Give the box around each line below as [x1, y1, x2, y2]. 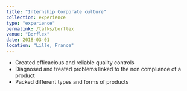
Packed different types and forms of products [14, 78, 129, 85]
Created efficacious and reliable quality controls [14, 58, 135, 66]
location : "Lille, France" [6, 43, 74, 49]
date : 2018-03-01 [6, 37, 50, 43]
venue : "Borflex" [6, 31, 50, 37]
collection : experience [6, 14, 66, 20]
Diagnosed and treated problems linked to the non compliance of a [14, 65, 182, 72]
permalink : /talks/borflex [6, 25, 74, 32]
